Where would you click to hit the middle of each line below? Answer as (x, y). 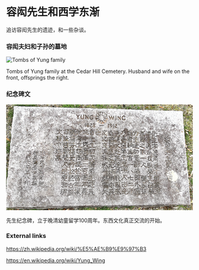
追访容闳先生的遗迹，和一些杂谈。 (48, 30)
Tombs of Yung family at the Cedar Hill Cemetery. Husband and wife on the (98, 71)
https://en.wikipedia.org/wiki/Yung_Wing (56, 260)
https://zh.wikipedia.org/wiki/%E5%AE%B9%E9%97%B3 (76, 249)
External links (26, 236)
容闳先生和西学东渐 (53, 12)
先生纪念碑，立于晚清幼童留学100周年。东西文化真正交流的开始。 (86, 220)
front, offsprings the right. (38, 78)
